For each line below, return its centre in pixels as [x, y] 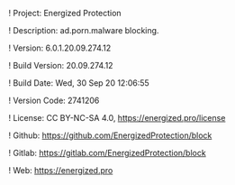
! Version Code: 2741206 [54, 100]
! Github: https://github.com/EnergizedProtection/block [110, 135]
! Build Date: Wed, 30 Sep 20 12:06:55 [79, 83]
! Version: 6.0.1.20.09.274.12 [60, 48]
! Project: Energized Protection [65, 13]
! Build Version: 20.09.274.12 [61, 65]
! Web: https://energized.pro [61, 170]
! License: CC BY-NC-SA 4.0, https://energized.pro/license [117, 118]
